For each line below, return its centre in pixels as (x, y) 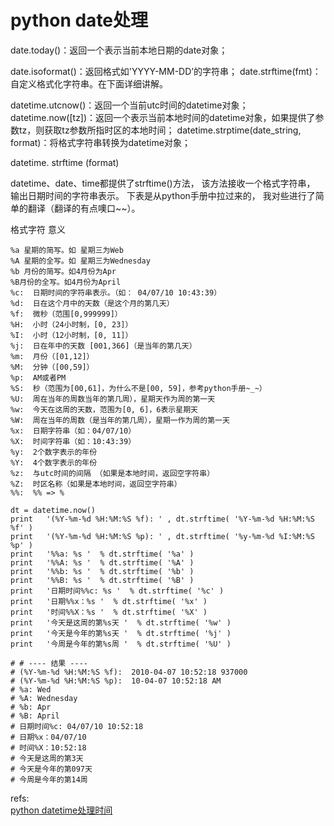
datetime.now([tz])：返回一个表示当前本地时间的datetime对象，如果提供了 (163, 117)
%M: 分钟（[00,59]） (52, 367)
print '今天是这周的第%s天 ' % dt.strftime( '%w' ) (121, 622)
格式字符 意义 (38, 229)
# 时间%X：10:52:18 (48, 747)
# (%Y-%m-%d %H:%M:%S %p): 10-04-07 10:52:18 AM (116, 681)
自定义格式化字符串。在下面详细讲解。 (89, 83)
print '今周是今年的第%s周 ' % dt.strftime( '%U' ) (121, 644)
